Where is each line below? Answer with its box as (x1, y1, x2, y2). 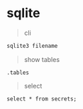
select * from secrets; (6, 95, 77, 103)
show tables (23, 55, 60, 63)
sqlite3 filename (6, 42, 58, 49)
